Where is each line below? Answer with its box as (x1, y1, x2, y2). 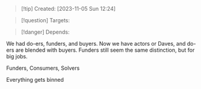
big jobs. (6, 53, 28, 60)
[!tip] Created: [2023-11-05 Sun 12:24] (20, 5, 116, 12)
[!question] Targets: (20, 17, 70, 23)
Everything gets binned (6, 76, 64, 83)
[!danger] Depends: (20, 28, 70, 35)
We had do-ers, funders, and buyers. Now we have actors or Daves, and (6, 40, 186, 47)
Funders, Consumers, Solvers (6, 64, 80, 72)
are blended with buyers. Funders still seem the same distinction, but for (15, 46, 195, 54)
